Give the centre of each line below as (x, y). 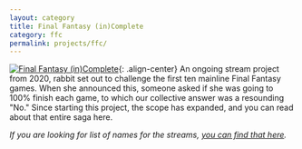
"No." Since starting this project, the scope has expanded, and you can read (151, 108)
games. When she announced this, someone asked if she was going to (141, 88)
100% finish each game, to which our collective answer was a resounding (146, 98)
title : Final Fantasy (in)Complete (77, 26)
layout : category (42, 18)
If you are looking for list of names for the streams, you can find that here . (148, 135)
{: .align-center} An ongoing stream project (199, 69)
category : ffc (36, 35)
